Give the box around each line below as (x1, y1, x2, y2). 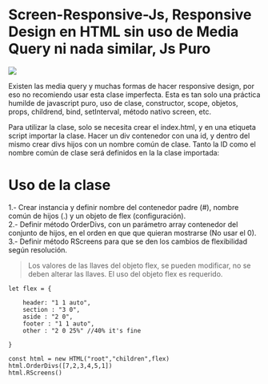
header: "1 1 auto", (22, 298, 91, 306)
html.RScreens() (8, 369, 62, 377)
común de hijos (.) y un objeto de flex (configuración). (8, 211, 186, 220)
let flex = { (8, 285, 52, 293)
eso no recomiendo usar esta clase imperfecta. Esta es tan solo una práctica (8, 90, 261, 99)
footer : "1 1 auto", (22, 319, 94, 328)
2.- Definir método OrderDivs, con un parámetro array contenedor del (8, 219, 238, 229)
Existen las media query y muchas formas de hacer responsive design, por (8, 81, 254, 91)
